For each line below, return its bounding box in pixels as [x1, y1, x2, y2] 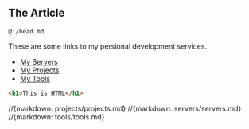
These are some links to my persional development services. [8, 41, 208, 51]
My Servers [19, 57, 58, 66]
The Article [8, 6, 65, 20]
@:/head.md [8, 27, 45, 35]
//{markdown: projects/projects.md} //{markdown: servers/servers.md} [8, 104, 242, 113]
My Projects [19, 65, 60, 75]
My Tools [19, 73, 50, 83]
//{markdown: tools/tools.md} [8, 111, 105, 122]
